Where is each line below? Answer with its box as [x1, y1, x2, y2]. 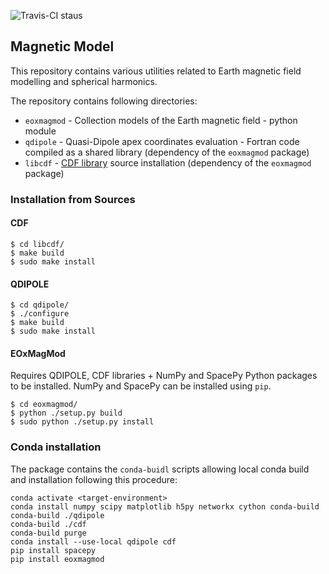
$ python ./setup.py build [10, 408, 123, 419]
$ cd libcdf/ [10, 239, 65, 249]
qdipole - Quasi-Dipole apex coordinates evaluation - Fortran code [24, 135, 300, 147]
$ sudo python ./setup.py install [10, 417, 155, 427]
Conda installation [10, 440, 102, 454]
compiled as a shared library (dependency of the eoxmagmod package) [24, 146, 310, 158]
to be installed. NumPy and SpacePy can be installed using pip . [10, 380, 272, 392]
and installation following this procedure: [10, 473, 178, 485]
